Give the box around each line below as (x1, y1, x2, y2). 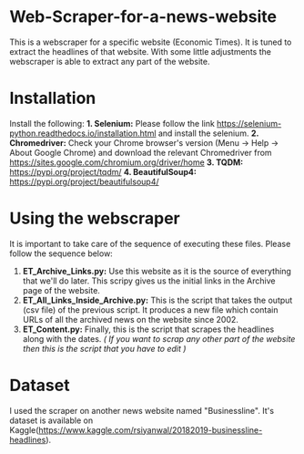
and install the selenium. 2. (157, 128, 259, 139)
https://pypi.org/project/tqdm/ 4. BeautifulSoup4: (9, 166, 198, 177)
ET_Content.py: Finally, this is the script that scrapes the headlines (22, 324, 275, 335)
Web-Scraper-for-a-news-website (9, 6, 278, 27)
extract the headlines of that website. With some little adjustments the (9, 46, 271, 57)
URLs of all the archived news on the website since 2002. (22, 314, 239, 325)
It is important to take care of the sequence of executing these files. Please (9, 238, 291, 249)
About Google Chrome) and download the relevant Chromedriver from (9, 147, 272, 158)
